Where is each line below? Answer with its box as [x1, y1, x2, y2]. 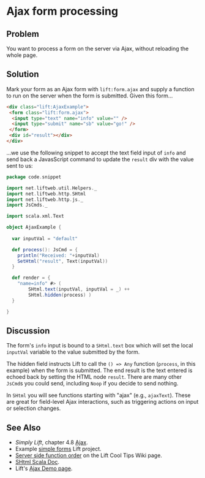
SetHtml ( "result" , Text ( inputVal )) [17, 258, 108, 264]
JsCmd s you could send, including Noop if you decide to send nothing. [6, 380, 179, 387]
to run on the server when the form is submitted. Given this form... [6, 92, 173, 99]
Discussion [6, 325, 50, 336]
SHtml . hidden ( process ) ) [28, 292, 92, 298]
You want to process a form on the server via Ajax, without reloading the [6, 45, 189, 52]
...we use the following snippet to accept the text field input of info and [6, 149, 186, 156]
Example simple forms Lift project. [15, 446, 102, 453]
